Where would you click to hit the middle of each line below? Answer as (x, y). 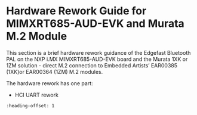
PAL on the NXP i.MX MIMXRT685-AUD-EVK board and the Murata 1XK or (97, 59)
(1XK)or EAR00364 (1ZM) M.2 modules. (55, 72)
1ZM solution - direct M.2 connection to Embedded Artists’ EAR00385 (92, 65)
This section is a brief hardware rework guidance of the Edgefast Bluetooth (98, 52)
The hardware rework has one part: (50, 83)
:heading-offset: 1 (30, 105)
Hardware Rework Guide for (76, 11)
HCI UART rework (36, 95)
